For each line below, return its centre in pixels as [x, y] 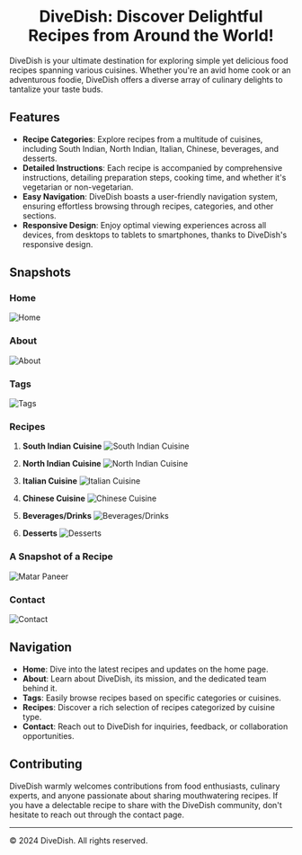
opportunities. [48, 735]
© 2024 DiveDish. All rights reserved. [79, 840]
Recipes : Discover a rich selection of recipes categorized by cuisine [149, 707]
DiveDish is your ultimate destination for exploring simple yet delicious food [149, 60]
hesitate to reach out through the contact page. [97, 815]
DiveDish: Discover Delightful [151, 17]
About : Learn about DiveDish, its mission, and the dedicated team [144, 678]
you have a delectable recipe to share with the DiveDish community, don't [146, 805]
